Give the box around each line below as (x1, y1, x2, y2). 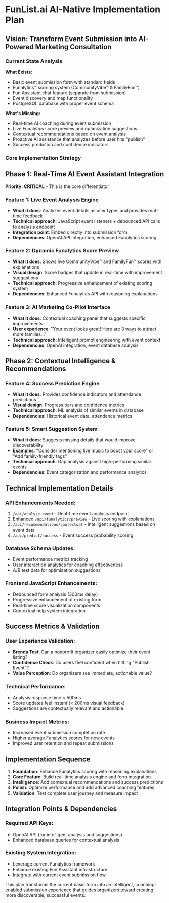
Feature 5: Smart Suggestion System (5, 426, 98, 433)
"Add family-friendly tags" (12, 453, 67, 459)
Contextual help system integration (12, 607, 86, 614)
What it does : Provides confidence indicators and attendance (12, 391, 142, 397)
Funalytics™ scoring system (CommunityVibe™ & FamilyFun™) (12, 84, 140, 90)
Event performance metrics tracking (12, 556, 88, 562)
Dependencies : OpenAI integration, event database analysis (12, 342, 139, 348)
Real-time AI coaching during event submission (12, 120, 111, 126)
